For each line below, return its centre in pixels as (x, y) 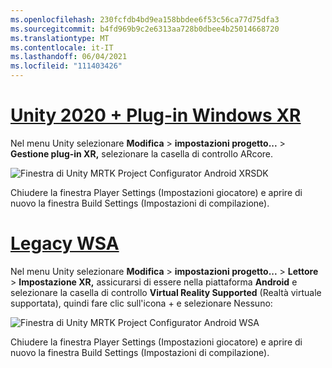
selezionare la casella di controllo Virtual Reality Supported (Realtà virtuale (166, 292)
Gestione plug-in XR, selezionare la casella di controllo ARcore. (142, 153)
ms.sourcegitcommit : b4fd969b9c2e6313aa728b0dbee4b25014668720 (145, 29)
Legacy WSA (65, 243)
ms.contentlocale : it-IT (62, 47)
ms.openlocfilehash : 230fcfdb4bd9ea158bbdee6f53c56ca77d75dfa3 (145, 19)
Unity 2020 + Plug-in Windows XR (156, 115)
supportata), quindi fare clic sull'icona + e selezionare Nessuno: (141, 303)
